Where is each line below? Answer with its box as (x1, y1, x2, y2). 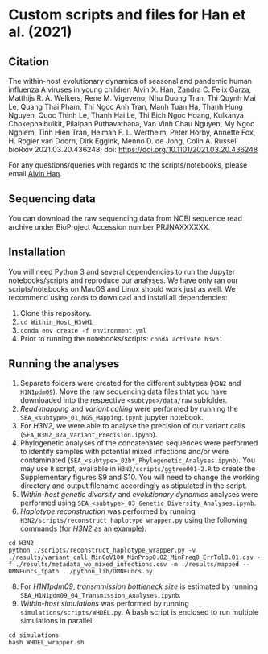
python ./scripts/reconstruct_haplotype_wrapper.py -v (8, 546, 196, 555)
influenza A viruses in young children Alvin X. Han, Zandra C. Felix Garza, (8, 85, 252, 94)
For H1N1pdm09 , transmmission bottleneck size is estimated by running (19, 582, 258, 591)
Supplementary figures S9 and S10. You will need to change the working (19, 473, 260, 482)
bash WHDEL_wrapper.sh (8, 639, 85, 647)
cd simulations (8, 631, 60, 640)
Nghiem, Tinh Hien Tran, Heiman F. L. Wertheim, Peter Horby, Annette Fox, (8, 127, 256, 137)
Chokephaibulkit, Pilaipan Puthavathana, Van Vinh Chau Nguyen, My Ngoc (8, 119, 255, 128)
